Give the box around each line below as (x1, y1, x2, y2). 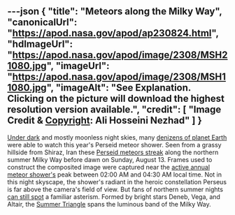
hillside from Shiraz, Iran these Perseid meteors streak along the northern (7, 148, 219, 156)
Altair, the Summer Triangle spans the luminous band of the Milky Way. (7, 200, 211, 208)
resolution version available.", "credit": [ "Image (7, 104, 222, 116)
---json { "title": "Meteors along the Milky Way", (7, 6, 222, 17)
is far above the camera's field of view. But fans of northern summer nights (7, 185, 224, 193)
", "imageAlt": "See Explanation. (46, 82, 191, 94)
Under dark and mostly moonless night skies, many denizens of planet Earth (7, 133, 227, 142)
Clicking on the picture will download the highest (7, 93, 225, 105)
